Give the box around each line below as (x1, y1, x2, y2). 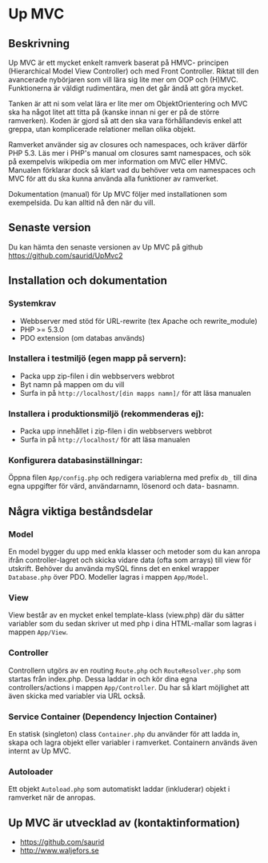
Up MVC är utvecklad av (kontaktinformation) (8, 816, 240, 829)
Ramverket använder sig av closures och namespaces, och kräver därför (8, 140, 248, 149)
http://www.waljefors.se (19, 845, 99, 856)
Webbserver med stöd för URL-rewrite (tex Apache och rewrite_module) (19, 316, 258, 326)
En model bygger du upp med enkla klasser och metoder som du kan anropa (8, 547, 261, 557)
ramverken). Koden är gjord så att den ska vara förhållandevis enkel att (8, 116, 242, 125)
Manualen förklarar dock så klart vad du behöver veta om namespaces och (8, 166, 256, 174)
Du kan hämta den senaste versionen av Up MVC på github (8, 242, 203, 252)
